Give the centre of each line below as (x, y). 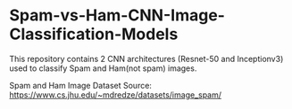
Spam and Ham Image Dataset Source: (80, 85)
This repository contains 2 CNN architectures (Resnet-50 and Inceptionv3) (146, 58)
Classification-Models (94, 34)
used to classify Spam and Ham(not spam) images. (103, 68)
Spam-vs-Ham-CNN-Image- (117, 16)
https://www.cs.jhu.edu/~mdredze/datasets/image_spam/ (115, 95)
